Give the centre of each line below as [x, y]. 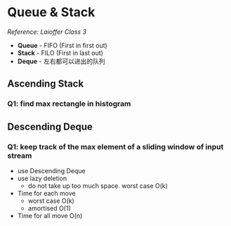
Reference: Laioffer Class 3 [47, 32]
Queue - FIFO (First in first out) [62, 45]
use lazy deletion [42, 178]
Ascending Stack [46, 84]
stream [20, 156]
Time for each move [46, 193]
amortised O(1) [49, 208]
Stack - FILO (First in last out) [60, 53]
